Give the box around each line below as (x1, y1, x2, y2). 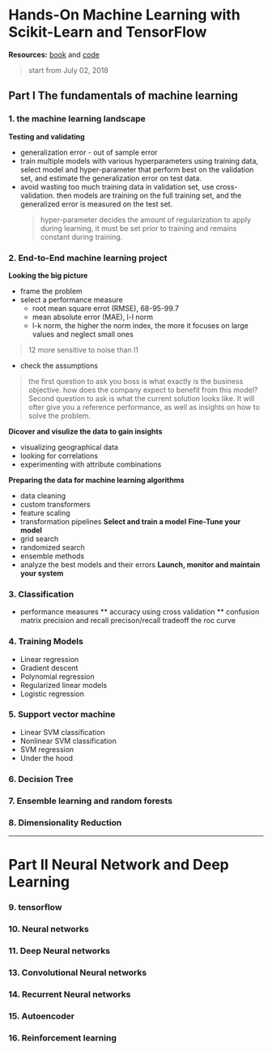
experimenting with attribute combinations (19, 459, 162, 469)
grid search (19, 533, 59, 544)
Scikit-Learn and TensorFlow (8, 23, 207, 41)
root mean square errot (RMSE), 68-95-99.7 (32, 303, 180, 313)
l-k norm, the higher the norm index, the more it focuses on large (32, 320, 249, 330)
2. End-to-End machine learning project (8, 252, 168, 263)
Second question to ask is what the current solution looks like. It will (28, 393, 255, 403)
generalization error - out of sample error (19, 147, 158, 157)
